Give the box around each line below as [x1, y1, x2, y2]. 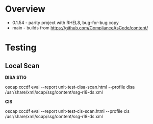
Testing [5, 42, 37, 53]
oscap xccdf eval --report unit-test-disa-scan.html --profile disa [5, 84, 135, 90]
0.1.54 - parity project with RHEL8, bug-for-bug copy [12, 20, 119, 25]
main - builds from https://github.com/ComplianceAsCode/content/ [12, 25, 148, 30]
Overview [5, 3, 46, 15]
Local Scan [5, 61, 40, 70]
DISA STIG [5, 74, 27, 80]
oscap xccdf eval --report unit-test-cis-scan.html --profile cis [5, 108, 130, 114]
